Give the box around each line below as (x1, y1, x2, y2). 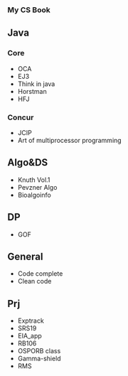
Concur (7, 112, 34, 122)
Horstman (17, 87, 48, 95)
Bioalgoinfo (17, 190, 51, 199)
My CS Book (7, 5, 51, 15)
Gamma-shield (17, 354, 62, 363)
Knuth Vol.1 (17, 176, 50, 184)
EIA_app (17, 332, 43, 340)
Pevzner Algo (17, 183, 58, 191)
